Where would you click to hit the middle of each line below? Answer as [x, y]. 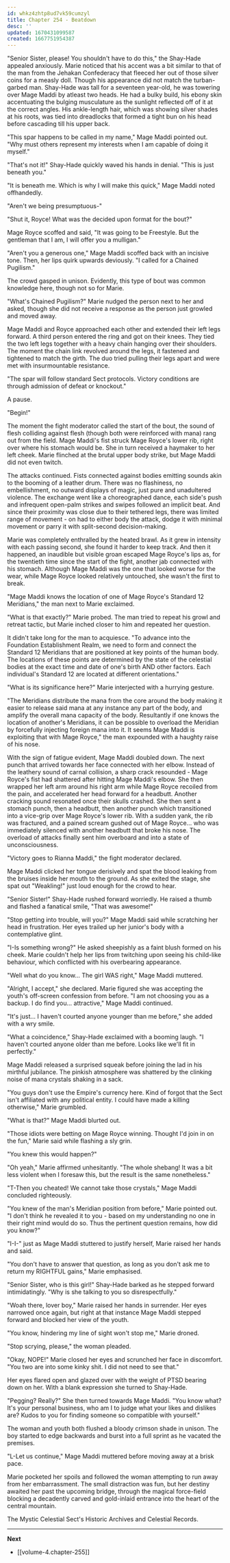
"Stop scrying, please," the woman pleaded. [69, 1347]
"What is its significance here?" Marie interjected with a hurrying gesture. [111, 687]
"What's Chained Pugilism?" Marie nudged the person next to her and [105, 301]
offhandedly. [25, 193]
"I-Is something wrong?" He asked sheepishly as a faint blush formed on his [114, 948]
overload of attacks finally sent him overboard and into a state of [98, 838]
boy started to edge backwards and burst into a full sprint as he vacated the [114, 1436]
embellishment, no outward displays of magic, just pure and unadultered [109, 490]
